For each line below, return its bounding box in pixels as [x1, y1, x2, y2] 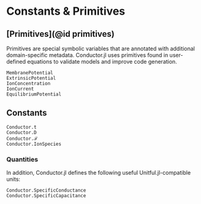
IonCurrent [6, 86, 34, 92]
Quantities [6, 155, 39, 164]
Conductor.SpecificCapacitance [6, 193, 86, 199]
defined [6, 58, 26, 65]
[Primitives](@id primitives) [6, 29, 115, 39]
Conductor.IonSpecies [6, 141, 62, 147]
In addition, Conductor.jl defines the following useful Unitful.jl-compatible [6, 169, 191, 176]
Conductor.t [6, 124, 37, 130]
